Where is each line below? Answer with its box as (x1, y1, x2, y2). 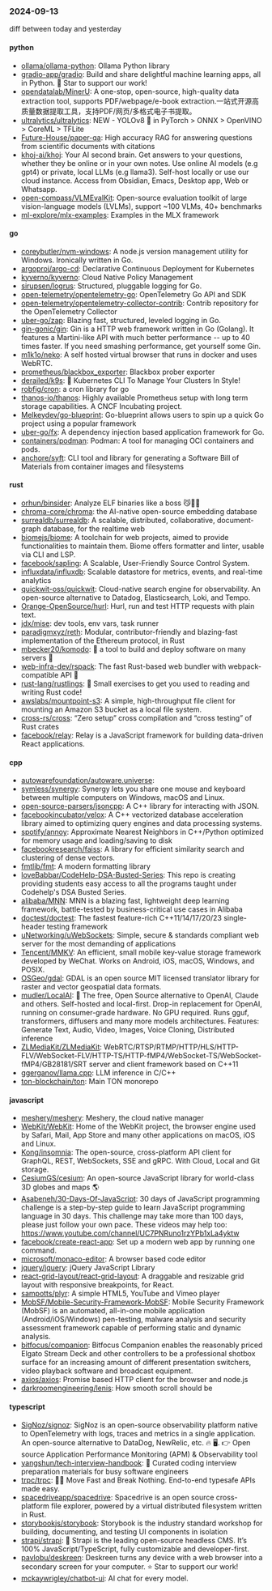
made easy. (20, 1483, 60, 1493)
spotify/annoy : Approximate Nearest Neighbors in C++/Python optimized (20, 827, 264, 837)
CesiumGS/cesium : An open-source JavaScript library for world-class (20, 1173, 255, 1183)
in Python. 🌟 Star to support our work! (20, 78, 148, 87)
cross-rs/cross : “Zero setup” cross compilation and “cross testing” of (20, 713, 253, 722)
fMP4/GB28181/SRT (20, 1059, 87, 1070)
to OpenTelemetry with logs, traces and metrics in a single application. (20, 1428, 256, 1438)
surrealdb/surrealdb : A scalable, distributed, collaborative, (20, 515, 215, 525)
